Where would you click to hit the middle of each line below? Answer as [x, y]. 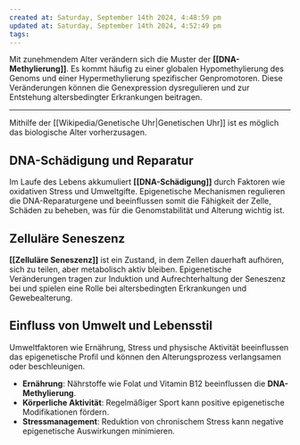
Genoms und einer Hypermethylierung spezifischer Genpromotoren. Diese [146, 78]
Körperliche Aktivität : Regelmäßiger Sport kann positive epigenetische [153, 402]
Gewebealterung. [41, 298]
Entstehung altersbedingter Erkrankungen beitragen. [106, 97]
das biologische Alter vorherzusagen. [78, 132]
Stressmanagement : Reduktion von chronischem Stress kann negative [153, 421]
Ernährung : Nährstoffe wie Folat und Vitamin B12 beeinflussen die [144, 383]
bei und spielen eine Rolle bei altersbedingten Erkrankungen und [128, 288]
